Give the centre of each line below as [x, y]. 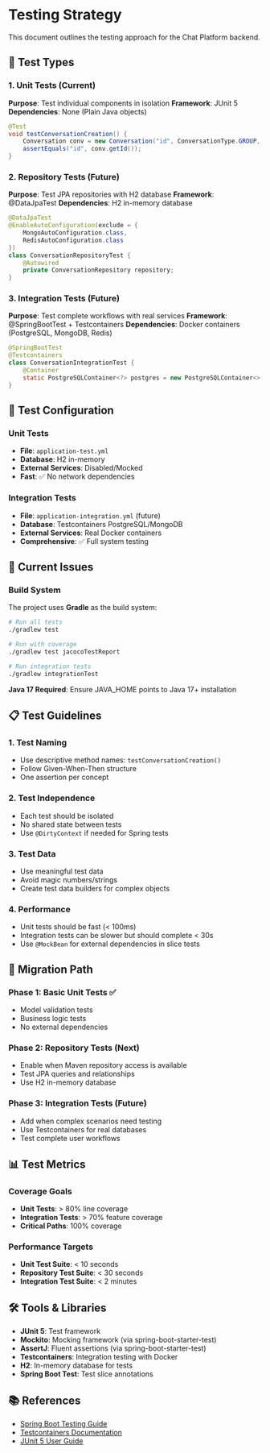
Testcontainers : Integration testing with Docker [99, 1357]
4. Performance [39, 909]
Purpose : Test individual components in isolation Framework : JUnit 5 [123, 103]
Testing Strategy [65, 15]
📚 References [45, 1400]
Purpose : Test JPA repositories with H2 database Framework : [111, 194]
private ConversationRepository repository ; [98, 270]
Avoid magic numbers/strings [69, 879]
